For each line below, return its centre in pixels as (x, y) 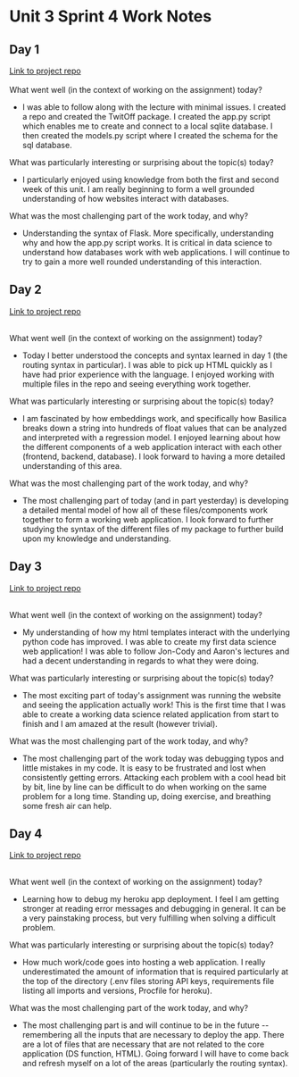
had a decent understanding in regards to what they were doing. (140, 660)
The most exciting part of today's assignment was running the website (151, 695)
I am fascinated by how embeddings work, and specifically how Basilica (154, 418)
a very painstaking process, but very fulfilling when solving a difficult (149, 918)
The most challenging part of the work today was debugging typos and (153, 758)
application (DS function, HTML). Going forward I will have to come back (155, 1054)
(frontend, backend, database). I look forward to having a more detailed (154, 456)
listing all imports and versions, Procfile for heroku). (117, 991)
